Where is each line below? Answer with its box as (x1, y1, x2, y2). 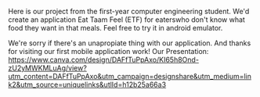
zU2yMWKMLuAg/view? (8, 63, 88, 73)
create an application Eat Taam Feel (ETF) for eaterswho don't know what (8, 15, 245, 24)
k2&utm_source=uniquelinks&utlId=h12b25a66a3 (8, 80, 167, 89)
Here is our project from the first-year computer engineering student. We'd (8, 7, 250, 16)
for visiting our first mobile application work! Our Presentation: (8, 47, 209, 56)
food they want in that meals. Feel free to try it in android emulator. (8, 23, 223, 32)
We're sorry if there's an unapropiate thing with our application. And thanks (8, 38, 251, 48)
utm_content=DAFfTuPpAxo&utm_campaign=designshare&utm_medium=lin (8, 72, 252, 81)
